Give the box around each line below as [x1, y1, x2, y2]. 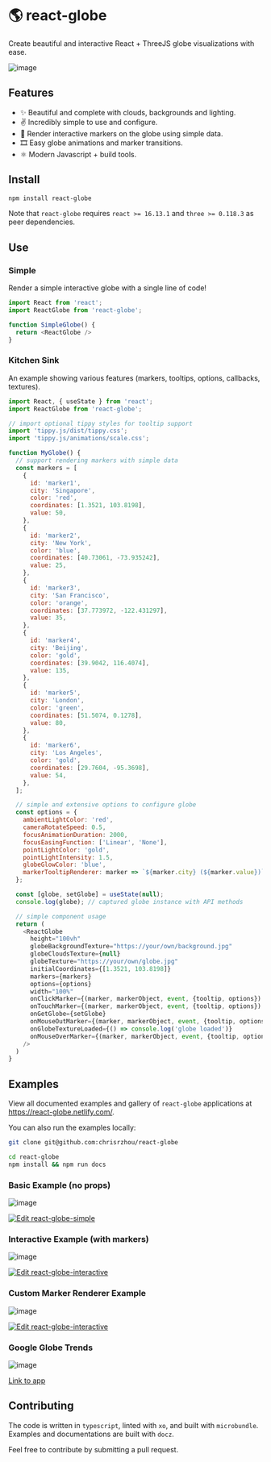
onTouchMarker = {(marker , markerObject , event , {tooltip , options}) [29, 1002, 262, 1010]
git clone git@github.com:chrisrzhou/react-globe [8, 1139, 179, 1147]
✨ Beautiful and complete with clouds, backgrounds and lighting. [19, 107, 236, 117]
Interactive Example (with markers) [8, 1233, 149, 1244]
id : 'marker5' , [29, 689, 81, 698]
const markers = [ [15, 464, 78, 472]
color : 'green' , [29, 703, 85, 712]
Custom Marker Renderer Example [8, 1288, 147, 1299]
